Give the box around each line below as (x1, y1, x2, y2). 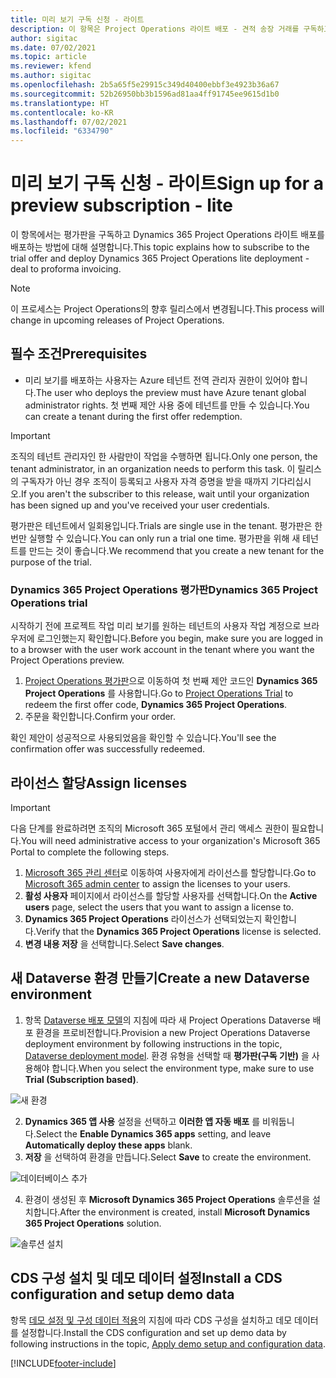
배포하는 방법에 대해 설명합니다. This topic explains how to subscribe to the (10, 241, 310, 253)
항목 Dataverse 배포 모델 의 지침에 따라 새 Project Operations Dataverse (24, 1014, 311, 1026)
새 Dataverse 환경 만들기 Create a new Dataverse (10, 970, 310, 987)
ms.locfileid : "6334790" (10, 126, 114, 136)
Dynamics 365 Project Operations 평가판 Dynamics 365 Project (10, 582, 318, 596)
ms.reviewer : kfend (10, 61, 92, 71)
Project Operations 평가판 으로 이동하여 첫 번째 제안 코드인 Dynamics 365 (24, 675, 318, 687)
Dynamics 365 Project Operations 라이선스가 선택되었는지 (24, 912, 263, 925)
